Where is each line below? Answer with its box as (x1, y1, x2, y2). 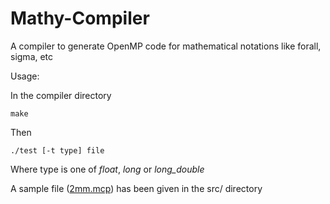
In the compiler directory (10, 89, 112, 101)
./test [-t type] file (10, 145, 105, 156)
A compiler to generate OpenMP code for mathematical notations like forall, (10, 40, 322, 52)
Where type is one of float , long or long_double (10, 163, 205, 175)
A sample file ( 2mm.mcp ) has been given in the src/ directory (10, 182, 263, 194)
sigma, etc (10, 50, 54, 62)
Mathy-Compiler (10, 7, 150, 30)
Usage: (10, 70, 40, 82)
